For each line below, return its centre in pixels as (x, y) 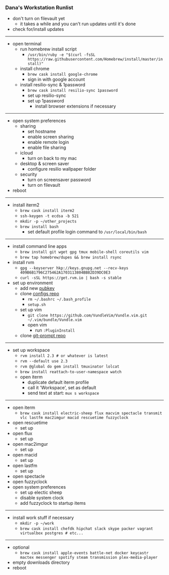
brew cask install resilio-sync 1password (73, 91)
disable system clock (42, 498)
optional (21, 547)
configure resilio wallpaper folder (62, 169)
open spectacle (29, 477)
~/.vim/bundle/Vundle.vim (55, 320)
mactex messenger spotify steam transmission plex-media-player (89, 558)
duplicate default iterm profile (58, 382)
